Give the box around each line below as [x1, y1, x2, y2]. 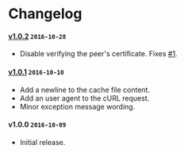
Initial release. [19, 137, 66, 147]
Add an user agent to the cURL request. [19, 93, 150, 103]
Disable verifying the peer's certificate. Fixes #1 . [19, 49, 178, 59]
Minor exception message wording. [19, 101, 136, 111]
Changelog [8, 5, 82, 23]
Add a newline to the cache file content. [19, 85, 151, 94]
